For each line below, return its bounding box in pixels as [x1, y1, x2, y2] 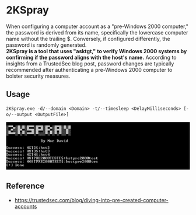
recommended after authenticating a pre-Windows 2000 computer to [6, 66, 173, 73]
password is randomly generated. [6, 41, 87, 48]
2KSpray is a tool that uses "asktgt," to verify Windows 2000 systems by [6, 47, 187, 54]
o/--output [6, 112, 33, 117]
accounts [14, 203, 37, 210]
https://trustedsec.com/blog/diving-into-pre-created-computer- [14, 196, 169, 203]
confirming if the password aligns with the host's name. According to [6, 54, 177, 61]
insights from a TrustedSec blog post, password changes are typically [6, 60, 174, 67]
